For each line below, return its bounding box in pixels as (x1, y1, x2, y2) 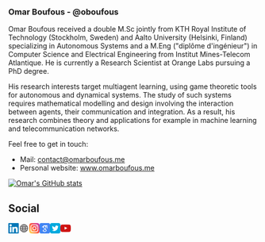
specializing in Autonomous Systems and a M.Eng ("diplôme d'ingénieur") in (8, 41, 258, 51)
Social (8, 202, 40, 215)
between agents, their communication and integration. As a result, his (8, 107, 236, 117)
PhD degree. (8, 67, 49, 76)
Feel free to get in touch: (8, 140, 89, 149)
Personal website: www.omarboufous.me (19, 163, 155, 173)
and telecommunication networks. (8, 124, 120, 133)
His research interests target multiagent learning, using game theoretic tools (8, 82, 257, 91)
